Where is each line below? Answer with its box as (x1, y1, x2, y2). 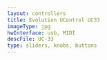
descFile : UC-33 (7, 36, 54, 43)
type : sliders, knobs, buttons (7, 42, 97, 49)
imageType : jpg (7, 23, 51, 30)
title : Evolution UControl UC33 (7, 17, 100, 23)
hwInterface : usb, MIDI (7, 29, 76, 37)
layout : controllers (7, 10, 67, 17)
